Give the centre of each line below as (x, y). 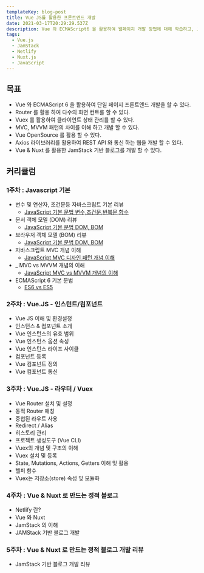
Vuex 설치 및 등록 (36, 455)
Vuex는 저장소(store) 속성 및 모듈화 (57, 478)
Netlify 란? (28, 510)
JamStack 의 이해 (36, 525)
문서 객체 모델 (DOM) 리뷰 (46, 220)
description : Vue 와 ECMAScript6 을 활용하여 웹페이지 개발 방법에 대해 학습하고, (100, 29)
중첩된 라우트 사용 (36, 418)
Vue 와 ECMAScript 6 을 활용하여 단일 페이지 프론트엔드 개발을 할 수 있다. (103, 105)
